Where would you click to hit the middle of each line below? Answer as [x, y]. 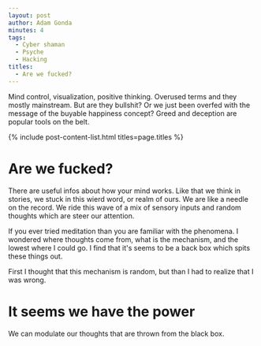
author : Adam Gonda [40, 23]
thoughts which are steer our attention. [71, 216]
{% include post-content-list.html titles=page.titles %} [96, 137]
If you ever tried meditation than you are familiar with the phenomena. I [123, 231]
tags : [17, 37]
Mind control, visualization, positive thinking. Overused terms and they [123, 96]
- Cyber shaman [40, 45]
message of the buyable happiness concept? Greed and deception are [123, 113]
